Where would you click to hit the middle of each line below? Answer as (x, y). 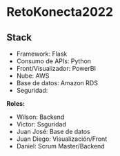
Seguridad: (32, 90)
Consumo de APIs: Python (53, 61)
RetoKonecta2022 (60, 12)
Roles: (16, 103)
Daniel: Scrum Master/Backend (60, 146)
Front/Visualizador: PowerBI (56, 68)
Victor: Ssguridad (41, 124)
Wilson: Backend (40, 117)
